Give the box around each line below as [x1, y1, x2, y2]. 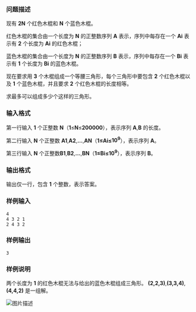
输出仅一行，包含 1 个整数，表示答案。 [6, 180, 100, 188]
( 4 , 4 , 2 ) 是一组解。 [6, 287, 52, 294]
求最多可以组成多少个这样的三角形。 [6, 93, 95, 100]
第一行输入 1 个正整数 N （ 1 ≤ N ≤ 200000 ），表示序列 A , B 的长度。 [6, 124, 165, 131]
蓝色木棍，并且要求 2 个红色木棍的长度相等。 [21, 80, 132, 88]
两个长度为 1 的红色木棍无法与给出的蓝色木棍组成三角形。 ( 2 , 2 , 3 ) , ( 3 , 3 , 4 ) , [6, 280, 186, 287]
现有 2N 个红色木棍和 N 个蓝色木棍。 [6, 20, 96, 27]
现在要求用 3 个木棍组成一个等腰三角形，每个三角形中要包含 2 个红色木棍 [6, 73, 185, 80]
